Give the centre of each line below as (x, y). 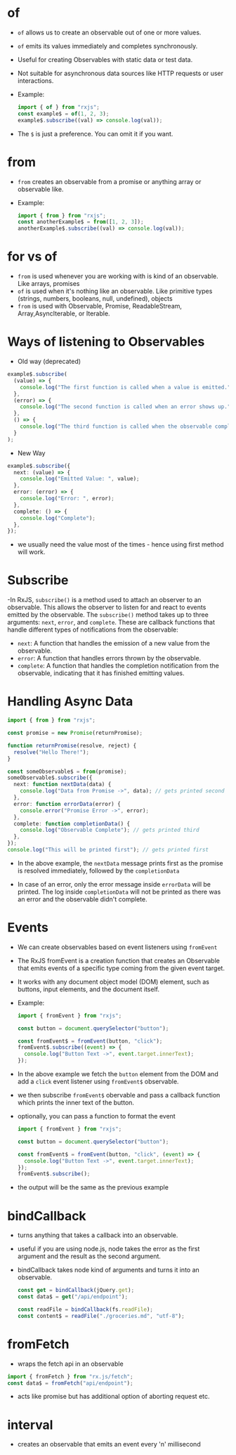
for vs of (32, 257)
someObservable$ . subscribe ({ (50, 778)
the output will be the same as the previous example (93, 1187)
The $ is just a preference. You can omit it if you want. (95, 133)
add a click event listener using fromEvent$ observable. (98, 1082)
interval (30, 1425)
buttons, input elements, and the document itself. (88, 989)
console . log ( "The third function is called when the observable (116, 426)
